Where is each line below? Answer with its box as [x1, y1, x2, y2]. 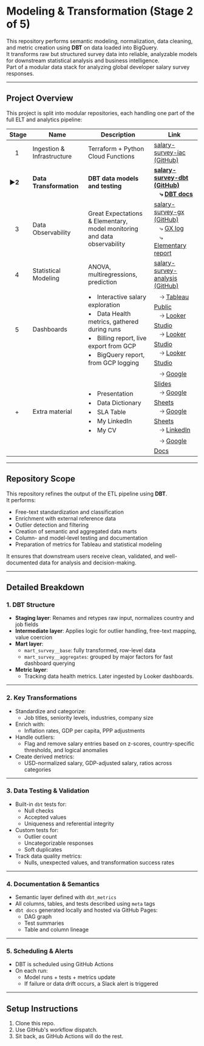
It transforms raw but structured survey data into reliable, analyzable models [6, 50, 197, 57]
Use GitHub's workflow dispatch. [15, 1026, 98, 1034]
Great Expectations [87, 209, 143, 218]
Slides [154, 379, 172, 388]
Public [154, 302, 172, 311]
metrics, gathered [87, 317, 138, 326]
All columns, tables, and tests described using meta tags [15, 900, 155, 908]
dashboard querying [24, 660, 75, 667]
